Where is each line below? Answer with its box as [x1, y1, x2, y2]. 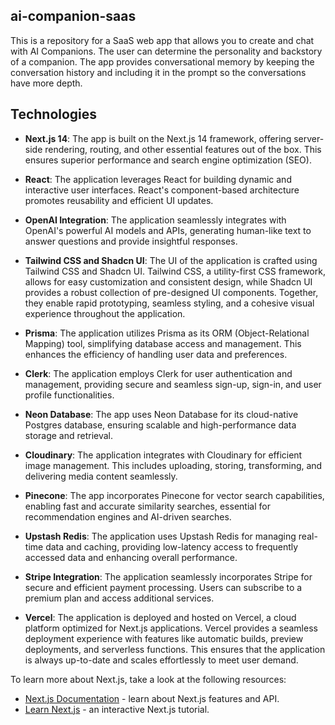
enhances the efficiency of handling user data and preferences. [24, 348, 288, 360]
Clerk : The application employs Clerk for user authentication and [24, 367, 293, 379]
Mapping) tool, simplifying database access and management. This [24, 337, 302, 349]
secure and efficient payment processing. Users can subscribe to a [24, 581, 303, 593]
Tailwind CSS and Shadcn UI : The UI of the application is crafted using [24, 254, 318, 266]
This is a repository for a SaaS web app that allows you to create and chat [10, 34, 315, 46]
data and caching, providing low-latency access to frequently [45, 540, 299, 553]
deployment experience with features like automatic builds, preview [24, 632, 304, 644]
